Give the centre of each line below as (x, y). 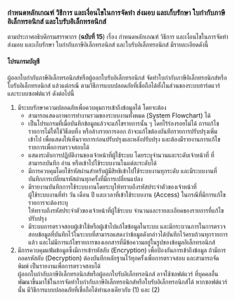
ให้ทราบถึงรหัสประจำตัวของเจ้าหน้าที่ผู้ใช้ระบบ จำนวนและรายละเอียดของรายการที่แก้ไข (126, 210)
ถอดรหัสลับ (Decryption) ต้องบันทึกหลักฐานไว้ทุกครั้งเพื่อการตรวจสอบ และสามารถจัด (118, 258)
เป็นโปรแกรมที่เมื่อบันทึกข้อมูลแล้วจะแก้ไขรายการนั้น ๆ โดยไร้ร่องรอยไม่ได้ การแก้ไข (123, 123)
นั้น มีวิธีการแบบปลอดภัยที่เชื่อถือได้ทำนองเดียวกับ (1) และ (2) (89, 289)
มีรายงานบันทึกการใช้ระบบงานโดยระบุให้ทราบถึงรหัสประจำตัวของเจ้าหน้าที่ (112, 187)
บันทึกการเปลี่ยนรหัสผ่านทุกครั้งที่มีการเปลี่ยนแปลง (85, 179)
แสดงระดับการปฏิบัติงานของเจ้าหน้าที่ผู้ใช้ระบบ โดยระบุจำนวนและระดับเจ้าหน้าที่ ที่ (121, 155)
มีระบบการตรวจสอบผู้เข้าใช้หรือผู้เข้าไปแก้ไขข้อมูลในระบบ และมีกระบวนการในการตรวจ (127, 226)
